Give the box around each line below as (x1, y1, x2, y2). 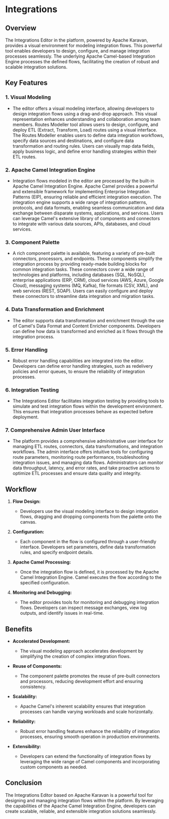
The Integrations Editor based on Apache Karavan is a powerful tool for (5, 792, 153, 798)
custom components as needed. (20, 764, 87, 770)
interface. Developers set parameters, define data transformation (20, 544, 155, 550)
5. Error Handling (5, 346, 48, 353)
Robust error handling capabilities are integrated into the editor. (12, 358, 145, 364)
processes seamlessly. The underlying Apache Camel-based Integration (5, 53, 155, 59)
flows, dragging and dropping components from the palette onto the (20, 513, 162, 520)
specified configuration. (20, 580, 70, 586)
